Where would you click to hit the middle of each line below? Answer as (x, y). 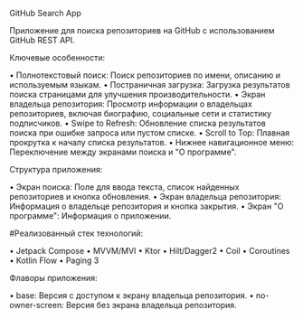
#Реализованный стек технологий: (76, 233)
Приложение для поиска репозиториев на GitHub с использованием (142, 30)
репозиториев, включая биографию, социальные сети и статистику (141, 113)
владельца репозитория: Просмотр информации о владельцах (131, 104)
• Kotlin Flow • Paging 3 (54, 260)
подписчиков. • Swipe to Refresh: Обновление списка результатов (138, 123)
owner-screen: (37, 305)
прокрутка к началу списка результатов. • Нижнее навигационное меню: (152, 142)
